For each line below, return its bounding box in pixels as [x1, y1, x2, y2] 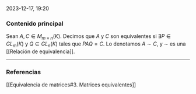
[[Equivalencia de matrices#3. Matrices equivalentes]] [6, 81, 136, 88]
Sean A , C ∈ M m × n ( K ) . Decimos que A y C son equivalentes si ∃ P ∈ [6, 33, 171, 41]
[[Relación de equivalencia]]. [6, 48, 75, 55]
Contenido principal [6, 19, 64, 27]
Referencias [6, 68, 41, 76]
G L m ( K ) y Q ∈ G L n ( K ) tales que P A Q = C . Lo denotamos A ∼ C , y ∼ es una [6, 40, 186, 48]
